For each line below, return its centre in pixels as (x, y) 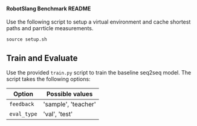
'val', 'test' (58, 114)
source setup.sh (27, 39)
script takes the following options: (48, 79)
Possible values (69, 94)
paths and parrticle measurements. (50, 28)
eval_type (23, 114)
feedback (22, 104)
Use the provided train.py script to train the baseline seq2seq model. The (99, 73)
